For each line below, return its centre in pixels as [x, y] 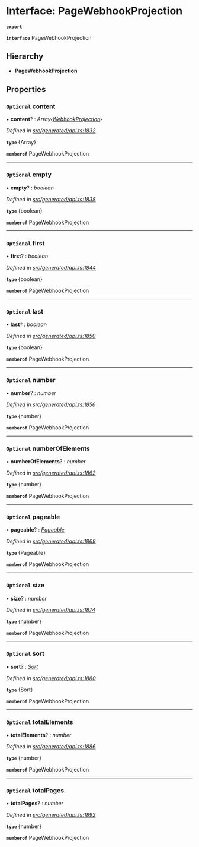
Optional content [31, 106]
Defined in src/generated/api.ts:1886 [51, 747]
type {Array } [21, 142]
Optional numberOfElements [48, 448]
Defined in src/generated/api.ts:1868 [51, 541]
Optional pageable [33, 517]
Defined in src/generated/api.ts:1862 [51, 473]
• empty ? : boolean [30, 188]
